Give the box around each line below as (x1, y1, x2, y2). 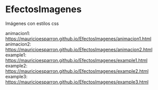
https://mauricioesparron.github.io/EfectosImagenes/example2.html (5, 68, 149, 74)
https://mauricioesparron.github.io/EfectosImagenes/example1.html (5, 57, 148, 63)
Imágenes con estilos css (5, 20, 59, 26)
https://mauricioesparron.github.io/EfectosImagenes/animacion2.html (5, 46, 153, 52)
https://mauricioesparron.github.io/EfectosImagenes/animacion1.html (5, 36, 151, 42)
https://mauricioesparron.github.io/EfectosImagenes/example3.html (5, 79, 149, 85)
